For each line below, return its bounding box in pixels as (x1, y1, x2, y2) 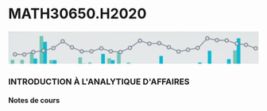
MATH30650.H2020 (8, 5, 147, 23)
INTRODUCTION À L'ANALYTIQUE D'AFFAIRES (8, 76, 190, 87)
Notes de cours (8, 96, 60, 105)
